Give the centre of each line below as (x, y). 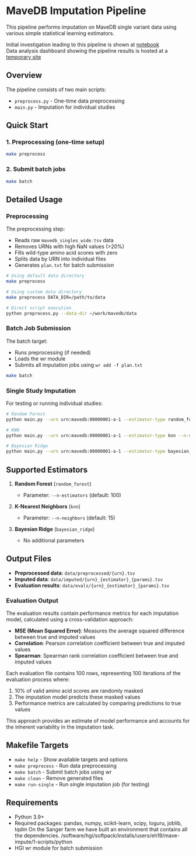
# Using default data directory (45, 276)
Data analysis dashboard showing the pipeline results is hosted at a (87, 50)
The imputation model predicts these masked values (77, 697)
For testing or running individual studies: (55, 403)
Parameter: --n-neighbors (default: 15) (69, 518)
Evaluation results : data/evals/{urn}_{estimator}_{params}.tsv (92, 585)
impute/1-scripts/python (43, 841)
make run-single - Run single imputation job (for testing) (82, 784)
